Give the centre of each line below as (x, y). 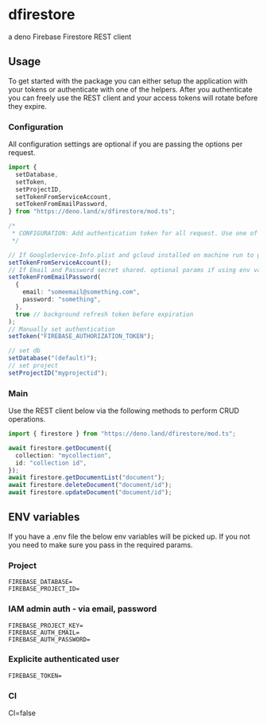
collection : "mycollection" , (64, 455)
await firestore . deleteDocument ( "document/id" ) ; (90, 485)
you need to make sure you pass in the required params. (101, 545)
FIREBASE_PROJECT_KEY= (46, 625)
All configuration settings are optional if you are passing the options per (126, 144)
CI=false (22, 713)
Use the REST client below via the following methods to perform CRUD (124, 411)
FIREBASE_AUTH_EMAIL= (44, 633)
